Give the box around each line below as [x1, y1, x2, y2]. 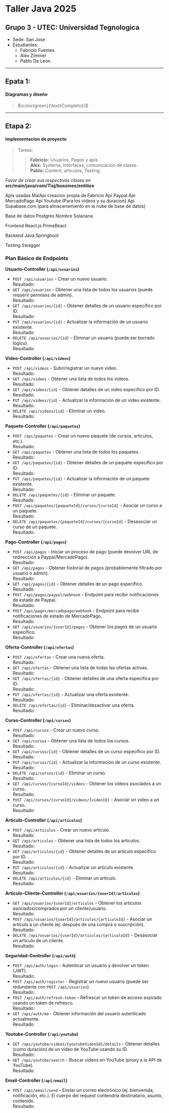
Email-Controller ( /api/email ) [5, 1077, 68, 1084]
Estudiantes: [12, 42, 39, 48]
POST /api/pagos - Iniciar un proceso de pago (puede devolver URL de [12, 549, 158, 555]
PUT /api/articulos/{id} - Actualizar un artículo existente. [12, 864, 135, 871]
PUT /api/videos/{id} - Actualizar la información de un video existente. [12, 397, 161, 403]
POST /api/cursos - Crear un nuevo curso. [12, 727, 100, 733]
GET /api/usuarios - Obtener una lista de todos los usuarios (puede [12, 287, 153, 293]
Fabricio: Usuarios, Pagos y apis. [30, 157, 99, 163]
